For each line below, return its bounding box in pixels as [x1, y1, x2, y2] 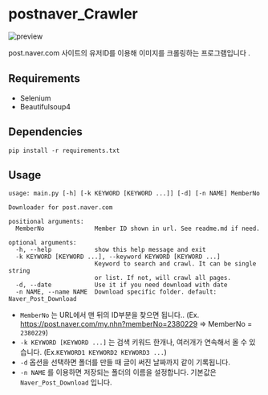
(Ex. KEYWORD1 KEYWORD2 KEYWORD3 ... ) [43, 348, 167, 357]
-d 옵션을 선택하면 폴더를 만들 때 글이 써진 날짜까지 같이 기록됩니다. [19, 357, 231, 367]
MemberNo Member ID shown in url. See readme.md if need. [15, 224, 261, 233]
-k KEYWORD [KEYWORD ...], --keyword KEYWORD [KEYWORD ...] [15, 253, 221, 261]
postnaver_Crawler [8, 5, 139, 23]
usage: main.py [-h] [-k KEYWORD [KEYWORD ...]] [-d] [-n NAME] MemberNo [8, 190, 261, 198]
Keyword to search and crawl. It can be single [94, 260, 257, 268]
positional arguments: [8, 218, 84, 226]
